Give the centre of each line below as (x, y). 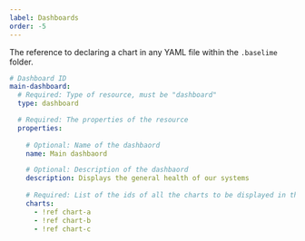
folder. (21, 62)
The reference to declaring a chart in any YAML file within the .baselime (144, 52)
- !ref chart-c (62, 229)
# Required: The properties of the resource (103, 120)
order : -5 (28, 26)
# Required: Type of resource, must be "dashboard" (118, 95)
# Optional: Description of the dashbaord (107, 170)
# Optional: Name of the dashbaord (93, 145)
